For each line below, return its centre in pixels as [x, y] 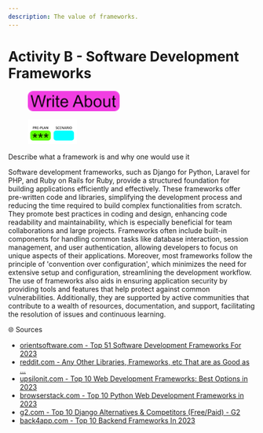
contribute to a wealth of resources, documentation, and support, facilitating [131, 305]
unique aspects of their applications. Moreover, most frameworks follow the [130, 255]
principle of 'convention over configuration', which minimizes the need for [128, 264]
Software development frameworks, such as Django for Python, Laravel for [129, 172]
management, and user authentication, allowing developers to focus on [123, 247]
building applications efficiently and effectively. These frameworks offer [124, 188]
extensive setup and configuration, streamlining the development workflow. [130, 272]
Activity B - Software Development [124, 56]
